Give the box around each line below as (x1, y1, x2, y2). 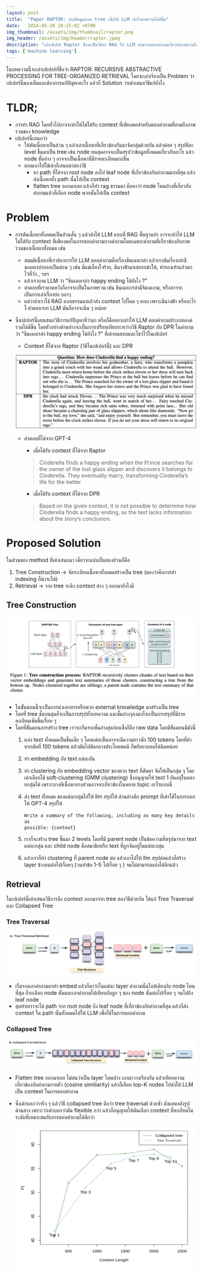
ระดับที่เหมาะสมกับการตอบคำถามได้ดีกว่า (14, 1113, 95, 1121)
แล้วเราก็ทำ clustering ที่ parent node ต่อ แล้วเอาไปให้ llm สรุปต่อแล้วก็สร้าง (24, 854, 186, 862)
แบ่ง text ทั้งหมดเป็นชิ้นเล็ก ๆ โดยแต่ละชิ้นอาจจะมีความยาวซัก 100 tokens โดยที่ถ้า (24, 736, 192, 743)
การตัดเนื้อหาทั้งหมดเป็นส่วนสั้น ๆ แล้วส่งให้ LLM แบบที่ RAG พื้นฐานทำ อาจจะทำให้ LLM (14, 230, 195, 238)
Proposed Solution (6, 537, 101, 550)
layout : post (6, 10, 39, 16)
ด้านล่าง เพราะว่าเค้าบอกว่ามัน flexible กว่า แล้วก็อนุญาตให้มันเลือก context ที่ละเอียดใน (14, 1107, 194, 1114)
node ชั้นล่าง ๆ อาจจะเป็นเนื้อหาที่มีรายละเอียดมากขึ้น (24, 155, 130, 162)
